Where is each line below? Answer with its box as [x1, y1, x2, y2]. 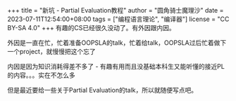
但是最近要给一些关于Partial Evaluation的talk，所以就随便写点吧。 [7, 86, 198, 94]
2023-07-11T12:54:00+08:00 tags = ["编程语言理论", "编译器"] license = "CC [7, 15, 230, 23]
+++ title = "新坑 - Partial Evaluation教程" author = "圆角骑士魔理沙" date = [7, 6, 224, 14]
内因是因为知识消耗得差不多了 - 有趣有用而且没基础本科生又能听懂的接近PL [7, 62, 225, 70]
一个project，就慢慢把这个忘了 [7, 48, 97, 55]
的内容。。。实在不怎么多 [7, 71, 75, 79]
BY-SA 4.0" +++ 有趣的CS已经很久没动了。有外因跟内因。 [7, 24, 176, 32]
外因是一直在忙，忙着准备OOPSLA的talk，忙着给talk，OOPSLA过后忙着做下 [7, 39, 227, 47]
